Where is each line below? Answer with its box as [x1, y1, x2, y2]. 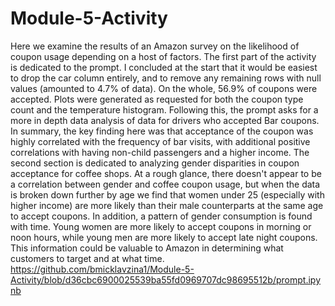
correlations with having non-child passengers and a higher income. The [10, 146, 310, 158]
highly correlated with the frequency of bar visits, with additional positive [10, 135, 311, 147]
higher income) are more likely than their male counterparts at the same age [10, 199, 324, 211]
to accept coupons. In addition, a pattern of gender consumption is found [10, 210, 313, 222]
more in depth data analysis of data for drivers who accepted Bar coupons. [10, 114, 320, 126]
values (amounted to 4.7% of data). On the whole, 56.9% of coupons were [10, 82, 318, 94]
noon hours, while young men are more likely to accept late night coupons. [10, 231, 318, 243]
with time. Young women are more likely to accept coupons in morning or [10, 220, 312, 232]
